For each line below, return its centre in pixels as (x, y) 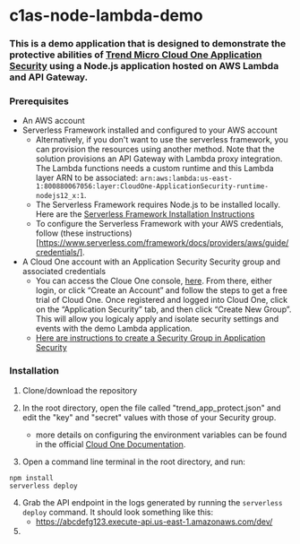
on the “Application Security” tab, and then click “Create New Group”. (163, 309)
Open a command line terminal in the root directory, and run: (134, 462)
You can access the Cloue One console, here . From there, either (154, 281)
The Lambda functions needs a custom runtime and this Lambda (155, 168)
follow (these (60, 233)
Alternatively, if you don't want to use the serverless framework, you (162, 140)
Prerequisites (39, 101)
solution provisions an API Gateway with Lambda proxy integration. (159, 159)
